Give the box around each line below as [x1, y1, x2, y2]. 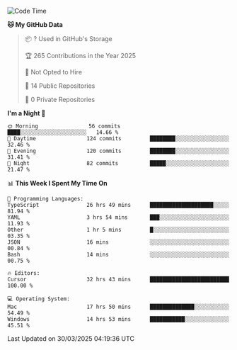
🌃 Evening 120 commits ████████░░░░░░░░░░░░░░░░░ [7, 147, 230, 154]
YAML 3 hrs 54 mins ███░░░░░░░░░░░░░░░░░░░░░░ [7, 214, 230, 221]
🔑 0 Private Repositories [24, 96, 96, 103]
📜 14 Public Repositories [24, 81, 96, 90]
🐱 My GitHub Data [7, 21, 64, 28]
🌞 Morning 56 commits [7, 123, 121, 130]
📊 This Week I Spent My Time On [7, 179, 108, 187]
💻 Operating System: [7, 295, 71, 303]
